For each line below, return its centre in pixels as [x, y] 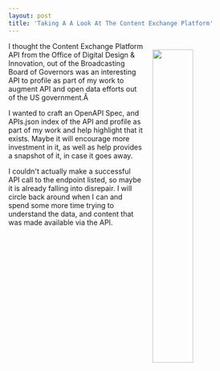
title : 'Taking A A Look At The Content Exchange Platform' [111, 23]
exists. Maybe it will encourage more [69, 138]
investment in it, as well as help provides [75, 147]
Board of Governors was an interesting [72, 71]
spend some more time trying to [61, 205]
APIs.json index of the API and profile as [75, 121]
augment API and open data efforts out [73, 88]
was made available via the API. [61, 222]
